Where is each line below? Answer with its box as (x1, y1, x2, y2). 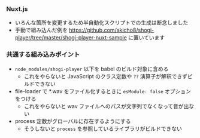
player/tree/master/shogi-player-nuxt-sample (14, 34, 127, 41)
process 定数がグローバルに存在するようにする (14, 117, 131, 124)
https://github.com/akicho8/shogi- (68, 26, 154, 34)
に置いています (128, 34, 165, 41)
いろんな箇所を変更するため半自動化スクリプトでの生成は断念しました (14, 19, 189, 26)
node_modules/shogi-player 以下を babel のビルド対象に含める (14, 65, 169, 72)
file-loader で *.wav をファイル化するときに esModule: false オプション (14, 87, 192, 94)
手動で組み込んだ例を (14, 26, 68, 34)
